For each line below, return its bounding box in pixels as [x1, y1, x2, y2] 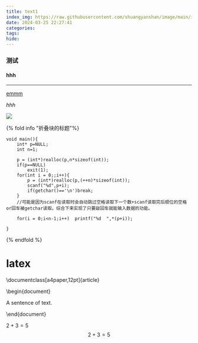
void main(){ [6, 136, 38, 142]
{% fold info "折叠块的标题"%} [6, 125, 80, 132]
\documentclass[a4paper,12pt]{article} [6, 277, 100, 284]
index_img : [6, 14, 33, 20]
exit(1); [27, 167, 49, 174]
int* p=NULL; [16, 142, 49, 148]
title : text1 [6, 8, 38, 15]
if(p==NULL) [16, 162, 46, 168]
